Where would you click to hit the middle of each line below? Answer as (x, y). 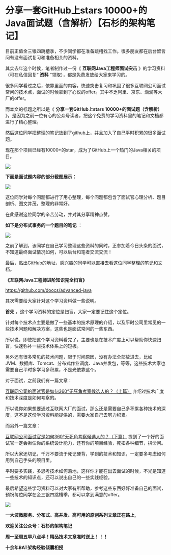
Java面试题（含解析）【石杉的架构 (76, 23)
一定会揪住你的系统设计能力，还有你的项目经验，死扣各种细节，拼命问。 (90, 443)
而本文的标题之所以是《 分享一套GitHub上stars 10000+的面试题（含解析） (84, 109)
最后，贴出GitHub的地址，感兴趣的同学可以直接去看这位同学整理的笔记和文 (84, 263)
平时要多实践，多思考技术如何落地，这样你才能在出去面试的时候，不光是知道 (85, 471)
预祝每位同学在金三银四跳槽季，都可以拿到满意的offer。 (64, 494)
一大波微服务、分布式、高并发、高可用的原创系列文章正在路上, (71, 515)
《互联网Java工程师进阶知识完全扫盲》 (46, 280)
